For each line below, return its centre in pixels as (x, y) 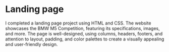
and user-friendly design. (32, 44)
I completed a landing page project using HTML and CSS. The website (78, 23)
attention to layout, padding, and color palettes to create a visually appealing (85, 39)
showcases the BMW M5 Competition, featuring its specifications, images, (82, 28)
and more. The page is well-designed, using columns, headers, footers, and (84, 33)
